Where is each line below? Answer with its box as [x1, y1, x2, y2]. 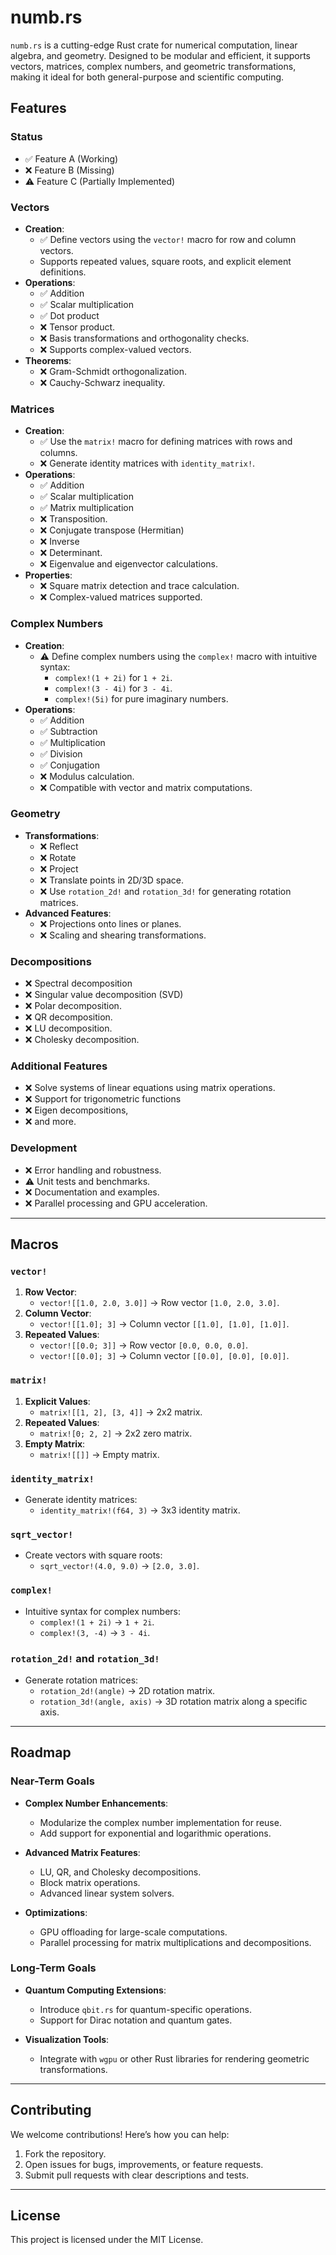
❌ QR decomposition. [24, 1011, 113, 1023]
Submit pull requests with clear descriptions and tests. [24, 2169, 250, 2181]
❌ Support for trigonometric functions [24, 1093, 182, 1105]
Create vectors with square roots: [24, 1549, 163, 1561]
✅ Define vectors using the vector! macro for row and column [39, 233, 297, 245]
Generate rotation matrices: [24, 1674, 139, 1686]
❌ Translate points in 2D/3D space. [39, 874, 184, 886]
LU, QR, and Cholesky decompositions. [39, 1866, 202, 1878]
